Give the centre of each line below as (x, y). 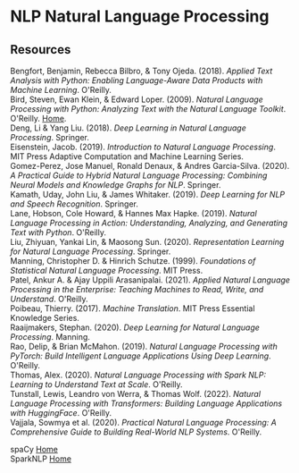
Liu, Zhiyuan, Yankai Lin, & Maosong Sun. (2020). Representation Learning (147, 242)
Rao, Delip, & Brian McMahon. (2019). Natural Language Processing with (144, 346)
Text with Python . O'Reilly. (58, 232)
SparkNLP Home (41, 459)
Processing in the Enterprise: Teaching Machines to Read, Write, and (137, 289)
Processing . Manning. (50, 337)
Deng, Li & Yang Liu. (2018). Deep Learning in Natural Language (128, 128)
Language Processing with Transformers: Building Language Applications (146, 403)
